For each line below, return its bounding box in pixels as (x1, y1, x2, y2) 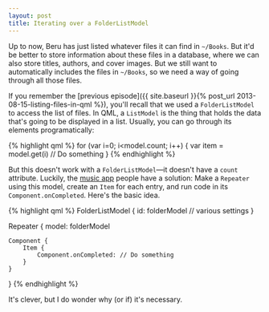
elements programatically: (8, 125, 95, 135)
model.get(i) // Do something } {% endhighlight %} (8, 149, 176, 159)
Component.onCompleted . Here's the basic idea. (8, 190, 161, 200)
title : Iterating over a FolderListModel (8, 19, 149, 27)
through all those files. (8, 75, 83, 85)
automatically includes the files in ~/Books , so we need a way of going (8, 67, 239, 76)
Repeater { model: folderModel (8, 221, 111, 231)
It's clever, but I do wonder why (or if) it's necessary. (8, 294, 183, 304)
